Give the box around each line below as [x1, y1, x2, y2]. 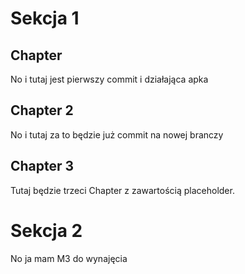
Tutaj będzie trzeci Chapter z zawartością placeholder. [10, 184, 235, 196]
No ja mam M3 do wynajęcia [10, 252, 128, 264]
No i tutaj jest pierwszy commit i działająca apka [10, 73, 209, 85]
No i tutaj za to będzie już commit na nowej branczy [10, 128, 224, 141]
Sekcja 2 [10, 219, 83, 242]
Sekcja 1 [10, 7, 80, 30]
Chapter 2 [10, 102, 74, 119]
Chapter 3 [10, 158, 75, 175]
